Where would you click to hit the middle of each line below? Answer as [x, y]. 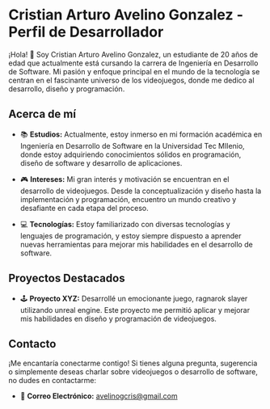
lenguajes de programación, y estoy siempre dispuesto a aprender [131, 235]
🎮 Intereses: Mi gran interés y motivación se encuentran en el [124, 179]
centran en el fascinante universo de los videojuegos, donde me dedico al [131, 80]
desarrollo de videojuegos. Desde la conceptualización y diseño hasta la [141, 191]
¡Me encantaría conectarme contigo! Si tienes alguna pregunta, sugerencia [133, 363]
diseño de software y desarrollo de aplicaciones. [101, 162]
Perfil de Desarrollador [86, 32]
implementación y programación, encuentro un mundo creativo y [128, 199]
